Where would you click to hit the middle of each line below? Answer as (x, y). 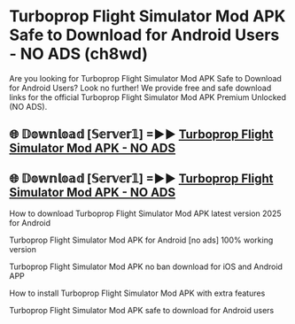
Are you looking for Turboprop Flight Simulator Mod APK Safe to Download (145, 78)
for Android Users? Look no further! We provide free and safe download (140, 88)
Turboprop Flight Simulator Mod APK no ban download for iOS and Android (146, 266)
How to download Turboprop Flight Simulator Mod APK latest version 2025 (145, 213)
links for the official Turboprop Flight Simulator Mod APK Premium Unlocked (147, 97)
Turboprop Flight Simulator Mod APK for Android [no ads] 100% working (141, 240)
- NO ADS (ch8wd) (79, 54)
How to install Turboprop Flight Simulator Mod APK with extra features (137, 293)
